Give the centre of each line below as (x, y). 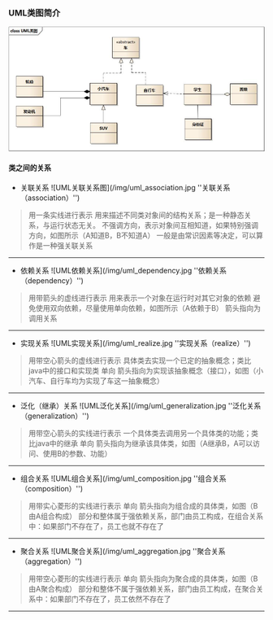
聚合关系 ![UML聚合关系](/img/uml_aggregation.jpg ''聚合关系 (123, 551)
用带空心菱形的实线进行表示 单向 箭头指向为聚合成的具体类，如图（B (143, 579)
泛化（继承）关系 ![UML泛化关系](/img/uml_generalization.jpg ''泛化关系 (141, 405)
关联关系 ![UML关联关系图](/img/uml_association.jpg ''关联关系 (125, 187)
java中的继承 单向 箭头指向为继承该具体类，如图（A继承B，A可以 (144, 443)
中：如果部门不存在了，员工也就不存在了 (96, 526)
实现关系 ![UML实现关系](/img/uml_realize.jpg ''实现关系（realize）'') (135, 343)
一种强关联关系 (68, 245)
